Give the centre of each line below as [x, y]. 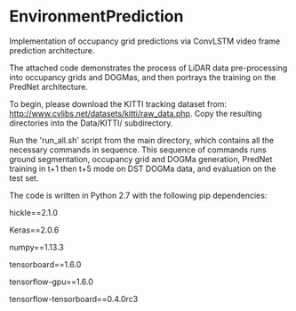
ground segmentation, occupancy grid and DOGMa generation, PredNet [141, 159]
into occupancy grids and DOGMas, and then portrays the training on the [143, 77]
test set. [24, 178]
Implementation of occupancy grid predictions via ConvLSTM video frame [145, 41]
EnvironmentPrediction [96, 16]
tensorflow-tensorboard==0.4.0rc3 [74, 299]
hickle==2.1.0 [33, 212]
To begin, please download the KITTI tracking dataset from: [118, 103]
